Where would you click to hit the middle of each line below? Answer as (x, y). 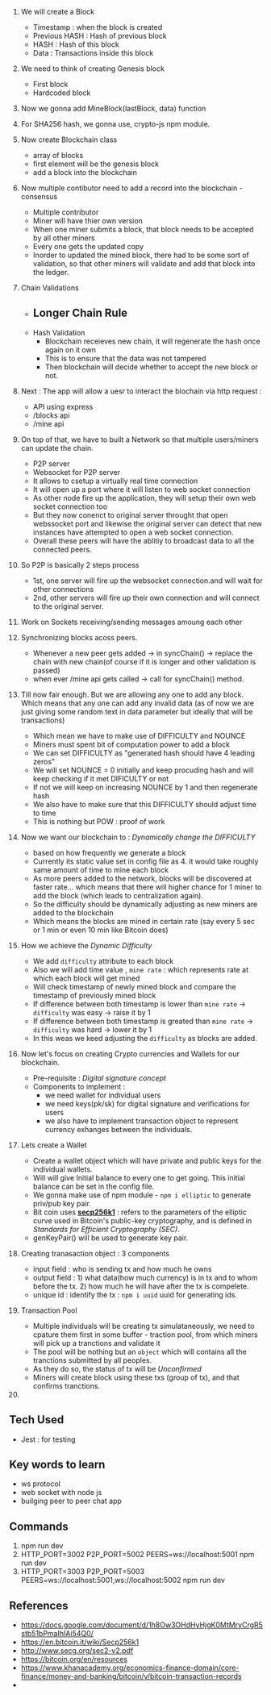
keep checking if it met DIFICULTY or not (101, 778)
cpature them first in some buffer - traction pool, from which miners (145, 1335)
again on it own (70, 349)
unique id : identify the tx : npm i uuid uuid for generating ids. (135, 1294)
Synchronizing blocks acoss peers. (79, 637)
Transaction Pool (49, 1310)
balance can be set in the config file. (94, 1186)
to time (44, 813)
